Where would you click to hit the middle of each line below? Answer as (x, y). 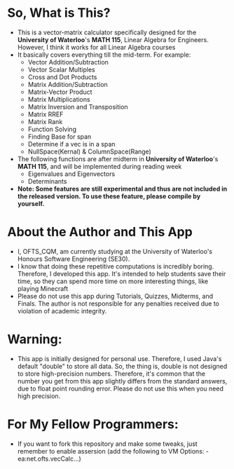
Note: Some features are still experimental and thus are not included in (122, 189)
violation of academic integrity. (62, 311)
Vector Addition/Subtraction (68, 62)
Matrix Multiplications (59, 99)
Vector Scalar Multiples (62, 69)
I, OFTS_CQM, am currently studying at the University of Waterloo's (115, 251)
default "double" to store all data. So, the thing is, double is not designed (122, 366)
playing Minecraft (43, 288)
